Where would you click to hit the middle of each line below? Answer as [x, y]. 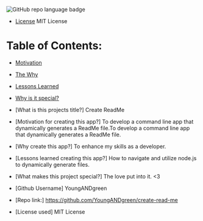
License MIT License [41, 21]
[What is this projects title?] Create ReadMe [70, 110]
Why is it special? [37, 98]
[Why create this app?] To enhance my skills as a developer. [91, 146]
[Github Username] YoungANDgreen [61, 188]
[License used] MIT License [50, 212]
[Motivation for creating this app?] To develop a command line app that [104, 121]
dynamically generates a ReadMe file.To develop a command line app [102, 128]
